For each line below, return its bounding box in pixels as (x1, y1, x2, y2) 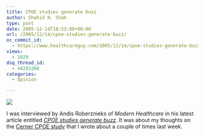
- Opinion (12, 76, 37, 83)
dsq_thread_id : (6, 59, 45, 66)
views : (6, 49, 23, 55)
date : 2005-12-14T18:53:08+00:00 (6, 25, 92, 32)
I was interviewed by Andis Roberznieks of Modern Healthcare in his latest (6, 110, 194, 117)
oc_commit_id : (6, 37, 43, 43)
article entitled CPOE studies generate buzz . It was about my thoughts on (6, 117, 191, 124)
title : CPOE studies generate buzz (6, 8, 97, 15)
